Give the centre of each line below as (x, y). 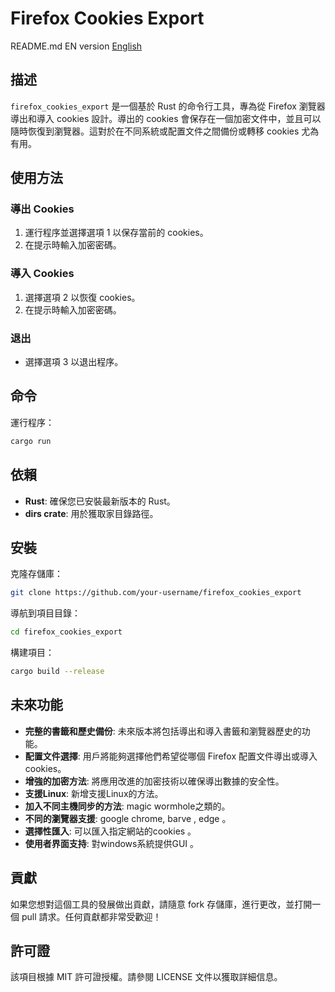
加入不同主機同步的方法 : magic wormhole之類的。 (127, 806)
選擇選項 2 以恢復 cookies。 (82, 297)
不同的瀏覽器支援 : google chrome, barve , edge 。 (128, 818)
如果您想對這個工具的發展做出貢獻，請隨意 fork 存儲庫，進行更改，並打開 (161, 904)
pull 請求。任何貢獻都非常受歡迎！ (91, 916)
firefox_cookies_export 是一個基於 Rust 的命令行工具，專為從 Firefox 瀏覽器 (168, 106)
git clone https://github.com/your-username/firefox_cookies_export (156, 593)
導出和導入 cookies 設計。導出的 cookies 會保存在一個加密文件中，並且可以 (166, 118)
